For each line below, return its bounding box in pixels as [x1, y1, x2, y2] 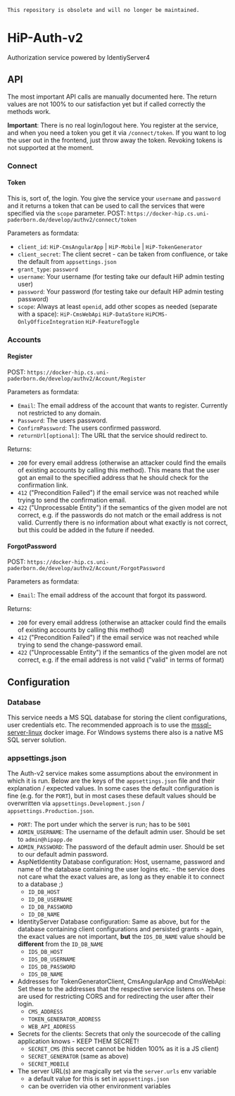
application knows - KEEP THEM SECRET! [17, 1037, 139, 1045]
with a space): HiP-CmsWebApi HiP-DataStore [17, 310, 144, 318]
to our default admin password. [17, 850, 109, 859]
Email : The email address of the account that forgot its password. [17, 591, 208, 600]
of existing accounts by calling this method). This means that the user [17, 466, 220, 474]
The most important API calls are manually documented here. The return [7, 92, 217, 101]
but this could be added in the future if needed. [17, 526, 155, 534]
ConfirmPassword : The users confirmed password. [17, 424, 162, 432]
